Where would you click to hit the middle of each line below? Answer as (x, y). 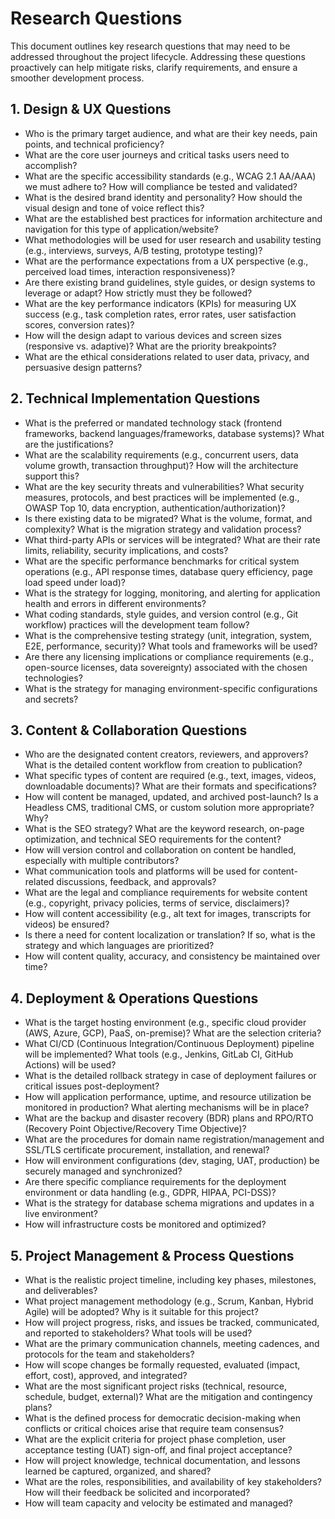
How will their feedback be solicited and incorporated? (137, 1492)
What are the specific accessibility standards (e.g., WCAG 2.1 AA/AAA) (170, 176)
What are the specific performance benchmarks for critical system (162, 561)
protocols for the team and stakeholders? (109, 1354)
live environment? (61, 1214)
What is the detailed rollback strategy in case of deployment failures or (170, 1076)
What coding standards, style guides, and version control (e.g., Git (161, 614)
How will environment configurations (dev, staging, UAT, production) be (172, 1161)
